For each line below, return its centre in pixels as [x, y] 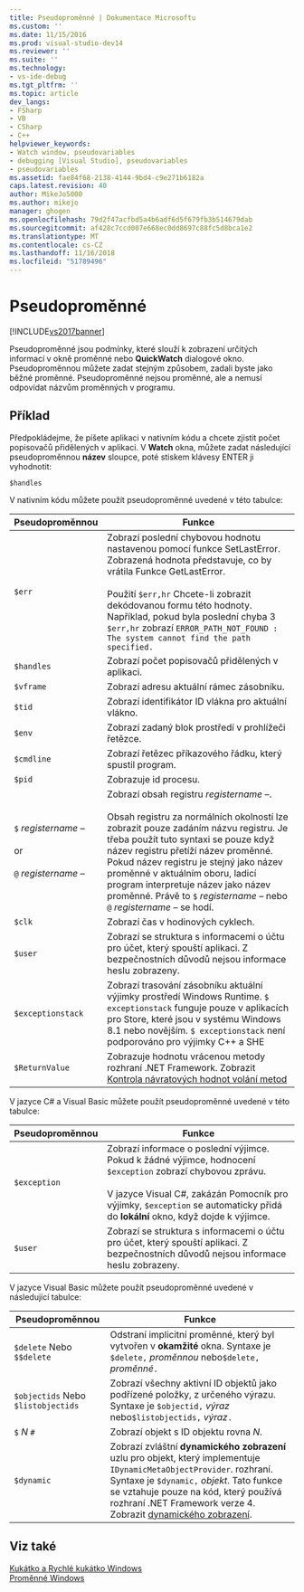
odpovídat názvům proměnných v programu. [92, 387]
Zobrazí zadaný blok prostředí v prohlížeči [196, 727]
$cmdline [33, 759]
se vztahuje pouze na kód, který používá [196, 1492]
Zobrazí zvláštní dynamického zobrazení [198, 1446]
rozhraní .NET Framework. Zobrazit [181, 1067]
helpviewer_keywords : [50, 144]
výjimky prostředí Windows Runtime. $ [188, 996]
